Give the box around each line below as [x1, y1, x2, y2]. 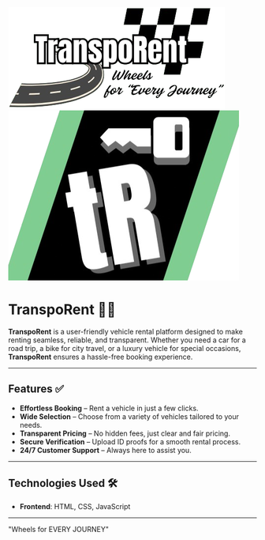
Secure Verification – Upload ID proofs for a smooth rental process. [19, 436, 241, 446]
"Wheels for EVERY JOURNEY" [8, 524, 109, 534]
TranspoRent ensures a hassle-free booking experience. [8, 352, 193, 361]
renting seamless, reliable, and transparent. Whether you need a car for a [8, 335, 246, 345]
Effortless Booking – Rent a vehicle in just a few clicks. [19, 403, 199, 413]
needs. [19, 420, 43, 429]
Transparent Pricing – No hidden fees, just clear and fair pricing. [19, 429, 231, 438]
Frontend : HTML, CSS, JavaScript [19, 501, 131, 511]
